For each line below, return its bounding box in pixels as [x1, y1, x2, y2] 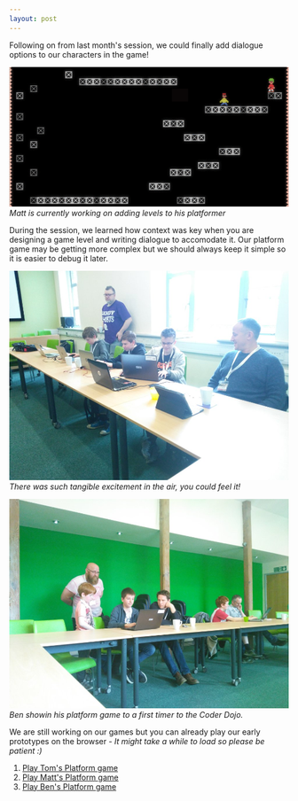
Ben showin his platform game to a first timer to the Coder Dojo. [9, 709, 244, 719]
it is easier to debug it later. [9, 253, 109, 263]
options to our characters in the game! [9, 49, 149, 59]
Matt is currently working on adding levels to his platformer [9, 207, 226, 218]
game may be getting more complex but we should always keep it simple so [9, 244, 286, 254]
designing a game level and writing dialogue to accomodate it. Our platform [9, 234, 285, 245]
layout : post [9, 14, 58, 23]
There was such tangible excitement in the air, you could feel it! [9, 481, 241, 492]
